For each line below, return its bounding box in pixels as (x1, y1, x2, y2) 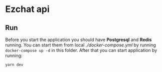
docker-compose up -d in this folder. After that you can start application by (5, 47, 157, 53)
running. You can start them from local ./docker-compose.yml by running (5, 42, 156, 48)
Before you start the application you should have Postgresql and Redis (5, 36, 152, 42)
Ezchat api (5, 3, 50, 15)
